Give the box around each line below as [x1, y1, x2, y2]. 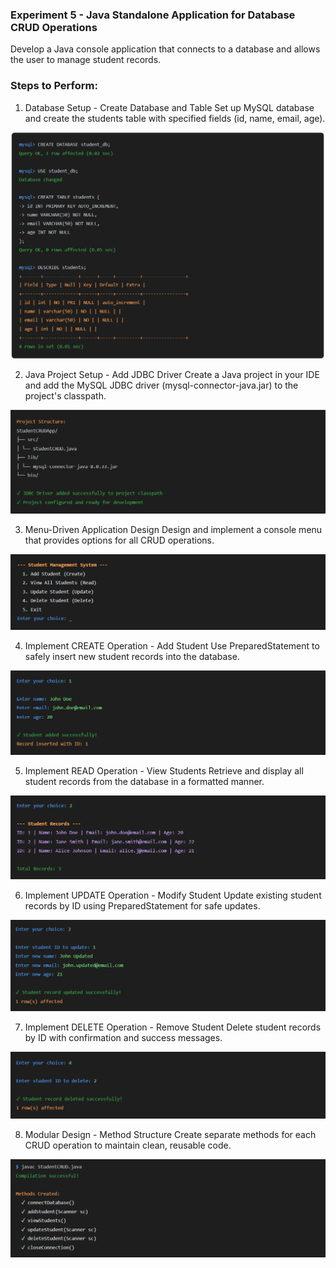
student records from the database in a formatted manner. [24, 775, 265, 787]
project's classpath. [24, 390, 107, 402]
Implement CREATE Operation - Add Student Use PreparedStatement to [24, 640, 320, 652]
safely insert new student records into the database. [24, 651, 240, 663]
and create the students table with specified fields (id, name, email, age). [24, 112, 326, 124]
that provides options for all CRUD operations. [24, 534, 215, 547]
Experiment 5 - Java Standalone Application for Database [10, 8, 296, 22]
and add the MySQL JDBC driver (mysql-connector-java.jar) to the [24, 379, 299, 392]
